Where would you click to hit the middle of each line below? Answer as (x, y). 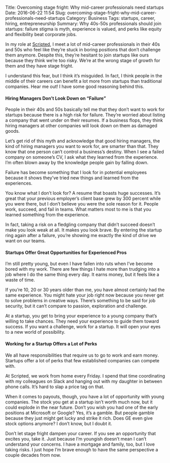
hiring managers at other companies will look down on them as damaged (81, 126)
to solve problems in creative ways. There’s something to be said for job (80, 301)
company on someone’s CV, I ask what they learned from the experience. (82, 157)
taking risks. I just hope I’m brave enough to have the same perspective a (82, 449)
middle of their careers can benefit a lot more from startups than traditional (84, 81)
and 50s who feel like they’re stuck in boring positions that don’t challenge (83, 50)
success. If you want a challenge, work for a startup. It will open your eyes (83, 327)
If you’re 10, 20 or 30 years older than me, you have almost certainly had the (85, 290)
